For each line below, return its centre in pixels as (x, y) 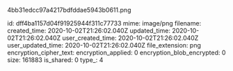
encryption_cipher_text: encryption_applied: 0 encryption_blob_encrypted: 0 (116, 52)
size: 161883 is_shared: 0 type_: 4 (55, 60)
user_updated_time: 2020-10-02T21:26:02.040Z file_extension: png (104, 45)
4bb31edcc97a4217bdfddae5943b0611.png (69, 10)
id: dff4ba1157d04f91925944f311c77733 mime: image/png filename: (104, 23)
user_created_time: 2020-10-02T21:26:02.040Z (130, 38)
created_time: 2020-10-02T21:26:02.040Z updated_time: (89, 31)
